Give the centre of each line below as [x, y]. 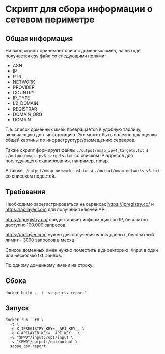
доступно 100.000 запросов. [36, 225]
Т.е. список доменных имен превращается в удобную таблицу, [74, 129]
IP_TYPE [21, 98]
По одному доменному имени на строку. [49, 265]
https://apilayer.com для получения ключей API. [56, 209]
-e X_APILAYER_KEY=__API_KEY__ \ [45, 333]
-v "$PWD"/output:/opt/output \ [44, 342]
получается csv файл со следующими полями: [56, 56]
